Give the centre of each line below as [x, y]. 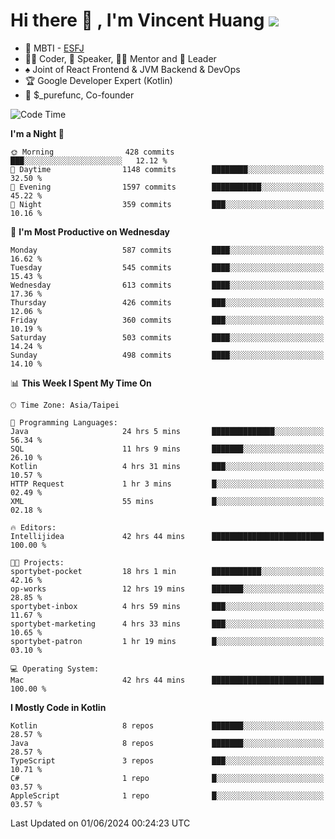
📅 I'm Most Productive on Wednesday [90, 231]
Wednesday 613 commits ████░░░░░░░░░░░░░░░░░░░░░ [167, 285]
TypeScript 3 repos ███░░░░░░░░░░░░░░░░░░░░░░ [167, 760]
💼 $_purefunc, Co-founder [79, 95]
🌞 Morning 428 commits [92, 152]
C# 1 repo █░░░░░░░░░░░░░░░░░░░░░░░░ [167, 778]
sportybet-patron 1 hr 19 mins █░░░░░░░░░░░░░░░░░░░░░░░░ [167, 641]
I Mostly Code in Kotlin [58, 707]
